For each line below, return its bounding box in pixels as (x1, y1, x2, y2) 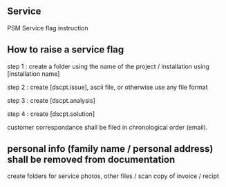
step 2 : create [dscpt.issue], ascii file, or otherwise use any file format (7, 83, 209, 91)
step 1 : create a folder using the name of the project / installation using (7, 62, 209, 70)
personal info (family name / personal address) (7, 143, 214, 155)
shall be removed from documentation (7, 154, 176, 166)
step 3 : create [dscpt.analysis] (7, 96, 95, 104)
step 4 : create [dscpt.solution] (7, 110, 95, 118)
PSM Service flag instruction (7, 23, 88, 32)
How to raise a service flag (7, 44, 124, 56)
